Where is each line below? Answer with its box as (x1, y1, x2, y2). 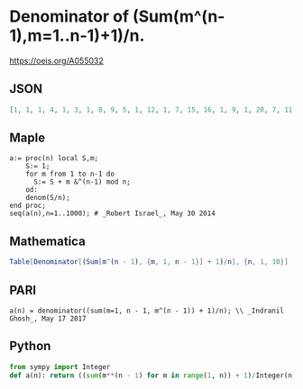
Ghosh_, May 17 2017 (9, 313, 87, 323)
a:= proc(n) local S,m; (9, 154, 99, 163)
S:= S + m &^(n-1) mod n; (32, 177, 131, 186)
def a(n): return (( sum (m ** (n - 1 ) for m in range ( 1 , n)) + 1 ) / (9, 371, 256, 380)
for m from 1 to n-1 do (25, 169, 115, 179)
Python (9, 339, 51, 354)
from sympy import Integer (9, 362, 111, 371)
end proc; (9, 201, 47, 211)
